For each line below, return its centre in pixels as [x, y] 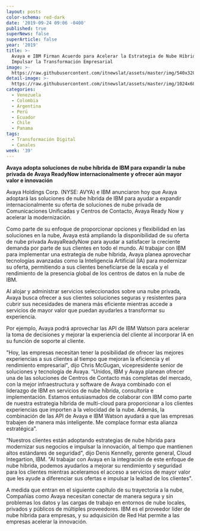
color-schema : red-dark [36, 17]
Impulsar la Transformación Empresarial [62, 62]
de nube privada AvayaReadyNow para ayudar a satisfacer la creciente [93, 241]
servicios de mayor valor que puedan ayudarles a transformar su [85, 310]
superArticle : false [32, 39]
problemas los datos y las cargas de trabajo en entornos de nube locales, [96, 502]
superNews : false [28, 34]
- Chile [21, 123]
